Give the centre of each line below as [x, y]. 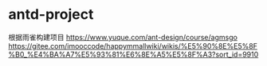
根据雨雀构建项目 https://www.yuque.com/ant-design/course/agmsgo [123, 37]
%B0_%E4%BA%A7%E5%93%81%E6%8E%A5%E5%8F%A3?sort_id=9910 [133, 54]
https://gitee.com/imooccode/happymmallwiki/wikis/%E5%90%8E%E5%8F [133, 46]
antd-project [51, 15]
